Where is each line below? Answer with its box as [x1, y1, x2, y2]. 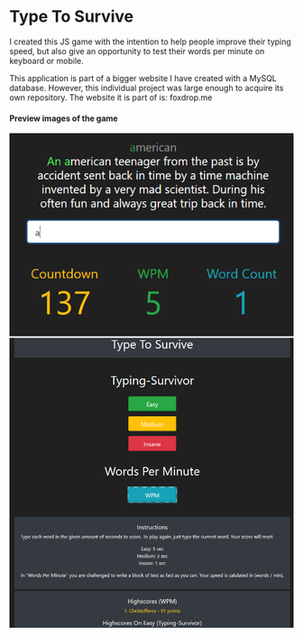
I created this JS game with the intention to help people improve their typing [9, 36, 291, 47]
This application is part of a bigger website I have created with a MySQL [9, 72, 278, 83]
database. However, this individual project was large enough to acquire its [9, 82, 284, 93]
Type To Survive [9, 6, 134, 27]
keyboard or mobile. [9, 55, 84, 66]
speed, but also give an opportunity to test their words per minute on [9, 45, 265, 56]
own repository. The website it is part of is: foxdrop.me [9, 92, 213, 103]
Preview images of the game [9, 113, 119, 124]
